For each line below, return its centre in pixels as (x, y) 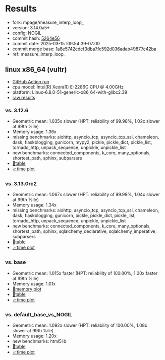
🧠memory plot (27, 289)
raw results (24, 97)
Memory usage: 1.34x (34, 205)
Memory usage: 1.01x (34, 284)
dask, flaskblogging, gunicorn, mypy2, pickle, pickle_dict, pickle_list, (82, 143)
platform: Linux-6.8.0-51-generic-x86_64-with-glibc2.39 (70, 92)
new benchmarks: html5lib (39, 341)
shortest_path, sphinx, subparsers (47, 158)
